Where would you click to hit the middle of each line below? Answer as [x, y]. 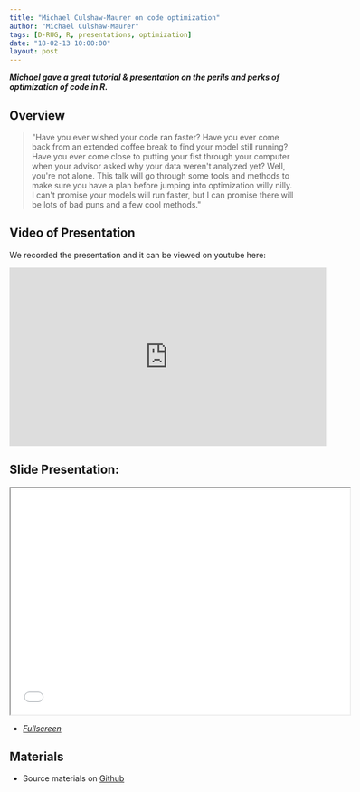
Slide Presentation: [64, 470]
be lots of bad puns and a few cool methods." [116, 204]
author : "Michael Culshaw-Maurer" [75, 26]
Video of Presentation [72, 233]
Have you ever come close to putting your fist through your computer [161, 156]
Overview [38, 116]
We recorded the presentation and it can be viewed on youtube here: [138, 255]
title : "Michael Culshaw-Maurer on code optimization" [115, 18]
